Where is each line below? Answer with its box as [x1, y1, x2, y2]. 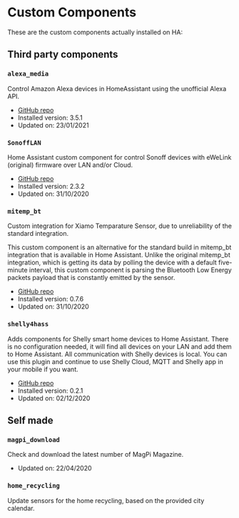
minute [7, 266, 28, 274]
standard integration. [7, 229, 69, 238]
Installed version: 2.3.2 [17, 182, 85, 190]
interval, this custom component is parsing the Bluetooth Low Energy [29, 266, 232, 274]
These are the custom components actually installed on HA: [7, 28, 183, 36]
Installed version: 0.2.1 [17, 386, 83, 395]
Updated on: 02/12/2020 [17, 393, 91, 403]
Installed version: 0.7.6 [17, 295, 84, 304]
